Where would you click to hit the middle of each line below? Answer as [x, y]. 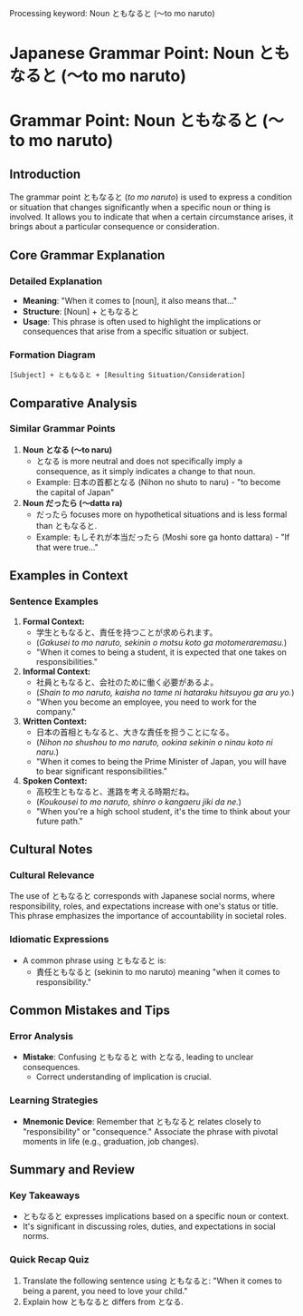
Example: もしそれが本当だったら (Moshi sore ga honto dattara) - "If [163, 537]
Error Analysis [42, 1036]
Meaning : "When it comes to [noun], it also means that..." [130, 300]
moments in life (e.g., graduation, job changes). [110, 1141]
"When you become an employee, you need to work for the [146, 702]
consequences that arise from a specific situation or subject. [135, 331]
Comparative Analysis [73, 403]
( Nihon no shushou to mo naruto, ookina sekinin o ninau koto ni [154, 742]
